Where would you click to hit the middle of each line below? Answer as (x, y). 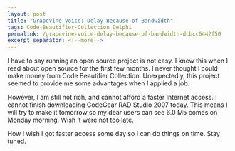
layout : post (27, 14)
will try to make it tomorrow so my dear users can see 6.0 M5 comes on (113, 113)
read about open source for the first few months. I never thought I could (113, 68)
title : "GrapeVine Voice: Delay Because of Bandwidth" (90, 21)
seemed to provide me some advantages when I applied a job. (99, 83)
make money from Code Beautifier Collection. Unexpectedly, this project (114, 76)
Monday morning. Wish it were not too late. (70, 120)
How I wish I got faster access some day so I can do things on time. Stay (114, 134)
